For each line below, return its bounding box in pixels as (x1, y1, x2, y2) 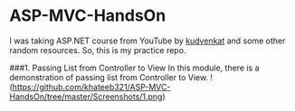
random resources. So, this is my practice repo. (9, 44, 186, 55)
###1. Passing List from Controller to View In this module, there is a (9, 62, 260, 73)
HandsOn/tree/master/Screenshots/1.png (9, 91, 163, 102)
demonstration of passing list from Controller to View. (9, 71, 209, 82)
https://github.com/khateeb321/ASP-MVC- (12, 81, 171, 92)
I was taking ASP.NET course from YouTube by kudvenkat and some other (9, 35, 286, 46)
